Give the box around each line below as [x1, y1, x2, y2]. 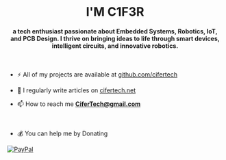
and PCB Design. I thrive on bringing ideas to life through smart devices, [10, 34, 221, 42]
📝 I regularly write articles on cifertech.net [16, 86, 136, 94]
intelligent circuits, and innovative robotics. [51, 42, 179, 50]
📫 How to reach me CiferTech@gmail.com [16, 100, 141, 108]
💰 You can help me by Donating [16, 129, 108, 137]
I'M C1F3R [86, 4, 145, 20]
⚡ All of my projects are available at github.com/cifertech [16, 70, 178, 79]
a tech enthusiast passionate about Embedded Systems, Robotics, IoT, [12, 27, 218, 35]
